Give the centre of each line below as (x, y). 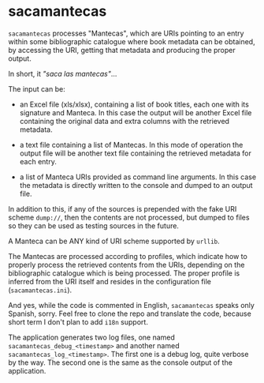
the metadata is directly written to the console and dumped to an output (136, 185)
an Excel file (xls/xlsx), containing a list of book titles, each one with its (134, 104)
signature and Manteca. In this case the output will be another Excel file (136, 112)
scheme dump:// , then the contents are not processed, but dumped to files (129, 217)
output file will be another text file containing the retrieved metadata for (136, 153)
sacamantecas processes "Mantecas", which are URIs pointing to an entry (126, 33)
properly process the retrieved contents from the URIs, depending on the (126, 265)
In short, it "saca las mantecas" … (63, 73)
